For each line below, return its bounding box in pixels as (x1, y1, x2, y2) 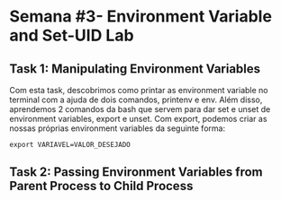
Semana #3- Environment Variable (9, 6, 273, 27)
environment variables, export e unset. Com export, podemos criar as (9, 114, 267, 124)
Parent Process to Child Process (9, 178, 194, 194)
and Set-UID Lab (9, 25, 134, 46)
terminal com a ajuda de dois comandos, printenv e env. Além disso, (9, 94, 263, 105)
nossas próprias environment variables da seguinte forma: (9, 123, 226, 134)
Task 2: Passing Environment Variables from (9, 164, 263, 180)
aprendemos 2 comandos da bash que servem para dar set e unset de (9, 104, 271, 114)
